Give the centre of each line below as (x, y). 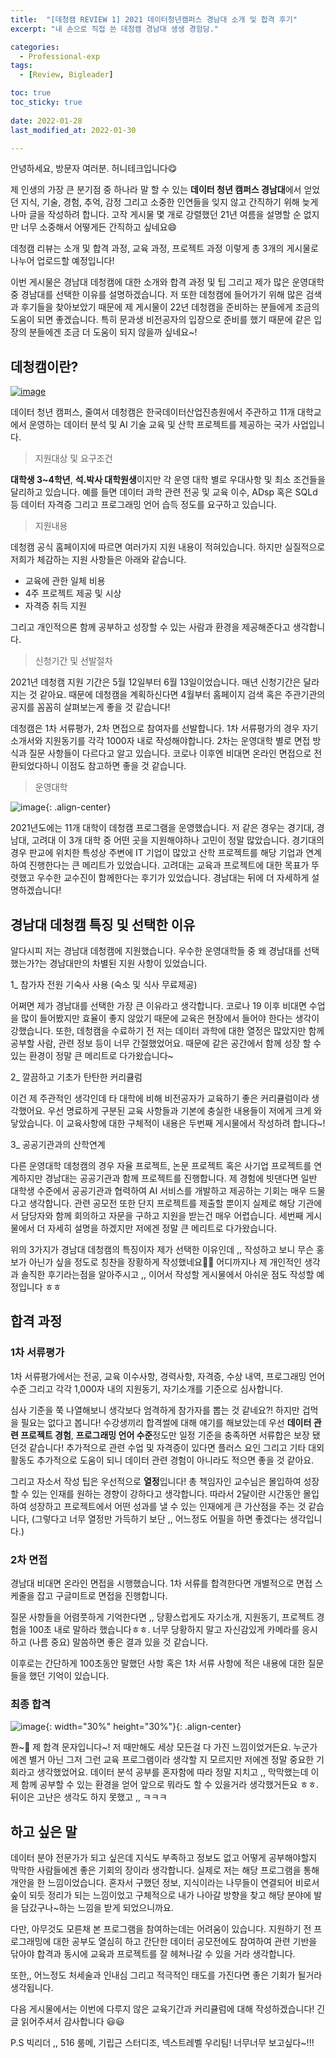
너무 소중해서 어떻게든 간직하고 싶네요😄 (99, 227)
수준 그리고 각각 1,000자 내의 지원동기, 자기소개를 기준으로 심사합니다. (147, 1388)
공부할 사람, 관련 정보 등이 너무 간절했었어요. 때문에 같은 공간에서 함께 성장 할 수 (166, 1043)
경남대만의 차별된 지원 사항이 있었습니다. (128, 963)
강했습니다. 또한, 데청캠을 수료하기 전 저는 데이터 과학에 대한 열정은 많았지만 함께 (167, 1030)
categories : (35, 47)
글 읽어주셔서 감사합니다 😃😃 (67, 2022)
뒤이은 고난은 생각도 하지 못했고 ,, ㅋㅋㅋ (89, 1797)
